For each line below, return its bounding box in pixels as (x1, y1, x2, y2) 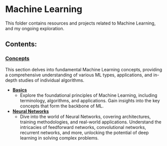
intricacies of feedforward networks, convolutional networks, (20, 124, 146, 130)
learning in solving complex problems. (20, 134, 99, 141)
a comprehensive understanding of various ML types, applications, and (5, 72, 152, 78)
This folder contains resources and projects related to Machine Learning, (5, 20, 156, 26)
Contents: (5, 40, 37, 49)
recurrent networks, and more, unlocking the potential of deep (20, 129, 149, 135)
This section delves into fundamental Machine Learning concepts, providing (5, 66, 162, 72)
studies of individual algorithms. (18, 77, 84, 83)
